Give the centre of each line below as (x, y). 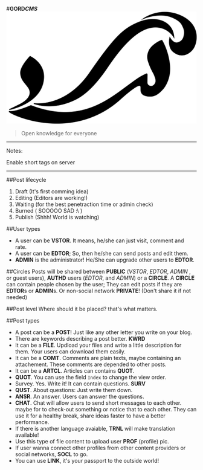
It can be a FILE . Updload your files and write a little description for (98, 345)
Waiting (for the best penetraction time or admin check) (84, 204)
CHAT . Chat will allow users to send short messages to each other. (98, 403)
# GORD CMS (22, 9)
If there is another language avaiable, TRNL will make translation (95, 428)
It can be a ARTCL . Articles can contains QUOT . (75, 370)
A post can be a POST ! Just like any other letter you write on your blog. (103, 332)
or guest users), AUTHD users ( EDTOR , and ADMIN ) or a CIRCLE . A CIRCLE (101, 278)
